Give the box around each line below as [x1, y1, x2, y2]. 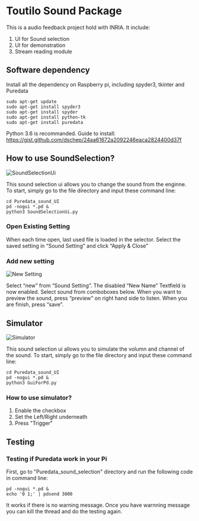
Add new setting [6, 257, 54, 265]
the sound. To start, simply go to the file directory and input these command [6, 351, 192, 358]
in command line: [6, 474, 49, 481]
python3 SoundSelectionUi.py [6, 209, 78, 215]
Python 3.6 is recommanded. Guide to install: [6, 129, 116, 137]
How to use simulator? [6, 393, 72, 402]
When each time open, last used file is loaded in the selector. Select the [6, 236, 181, 243]
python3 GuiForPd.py [6, 380, 57, 386]
